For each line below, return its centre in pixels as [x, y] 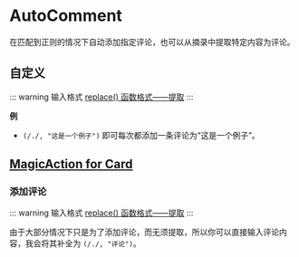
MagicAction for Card [71, 164]
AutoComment [66, 16]
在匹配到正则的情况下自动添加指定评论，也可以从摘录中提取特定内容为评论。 [152, 42]
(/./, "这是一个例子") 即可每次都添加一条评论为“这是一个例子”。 [141, 135]
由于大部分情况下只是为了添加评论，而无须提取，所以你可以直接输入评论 [144, 233]
